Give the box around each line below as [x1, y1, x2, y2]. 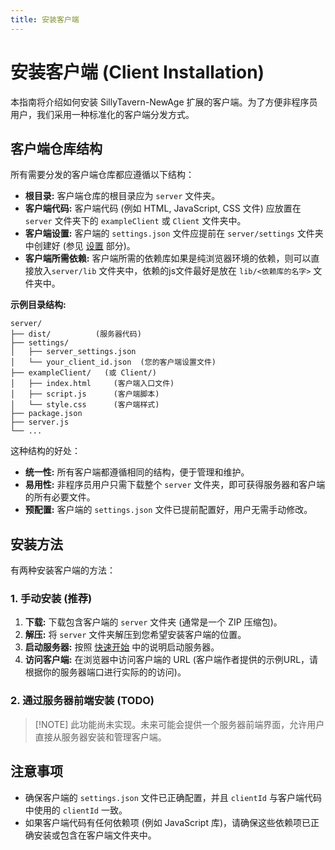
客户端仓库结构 [10, 140, 103, 157]
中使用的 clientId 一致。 [24, 804, 128, 816]
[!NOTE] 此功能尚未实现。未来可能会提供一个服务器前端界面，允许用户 [34, 718, 325, 730]
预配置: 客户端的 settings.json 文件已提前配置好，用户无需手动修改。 [24, 504, 313, 516]
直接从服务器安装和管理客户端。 [34, 731, 167, 743]
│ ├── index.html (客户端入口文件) [10, 379, 175, 389]
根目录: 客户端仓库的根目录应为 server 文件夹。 [24, 190, 221, 202]
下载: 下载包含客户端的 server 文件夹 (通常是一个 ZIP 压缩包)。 [24, 616, 283, 628]
